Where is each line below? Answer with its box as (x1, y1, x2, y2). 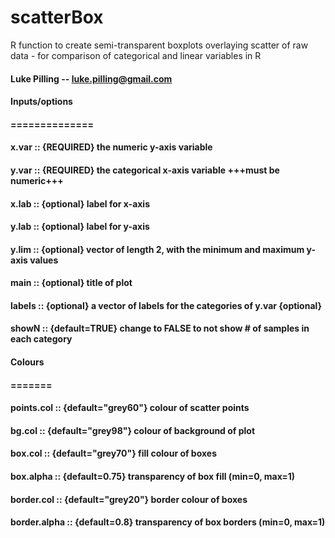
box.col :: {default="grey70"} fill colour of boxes (10, 447, 218, 460)
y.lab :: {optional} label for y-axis (10, 221, 150, 233)
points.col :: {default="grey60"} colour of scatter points (10, 402, 250, 414)
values (29, 254, 59, 266)
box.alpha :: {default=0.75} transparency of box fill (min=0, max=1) (10, 471, 296, 483)
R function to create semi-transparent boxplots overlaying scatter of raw (10, 39, 309, 51)
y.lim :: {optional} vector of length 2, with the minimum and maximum (10, 243, 305, 255)
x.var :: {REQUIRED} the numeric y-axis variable (10, 141, 213, 153)
